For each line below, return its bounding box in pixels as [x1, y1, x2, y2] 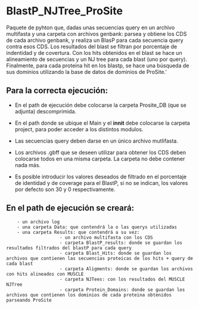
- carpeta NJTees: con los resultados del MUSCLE [59, 276, 185, 282]
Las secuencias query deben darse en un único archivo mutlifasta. [14, 137, 179, 144]
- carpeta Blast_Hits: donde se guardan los [59, 250, 172, 256]
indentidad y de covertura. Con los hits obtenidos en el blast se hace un [6, 49, 183, 56]
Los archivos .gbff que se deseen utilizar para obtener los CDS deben [14, 149, 186, 156]
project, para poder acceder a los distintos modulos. [14, 125, 144, 132]
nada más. [14, 161, 41, 168]
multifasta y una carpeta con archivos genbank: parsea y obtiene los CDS [6, 30, 187, 37]
